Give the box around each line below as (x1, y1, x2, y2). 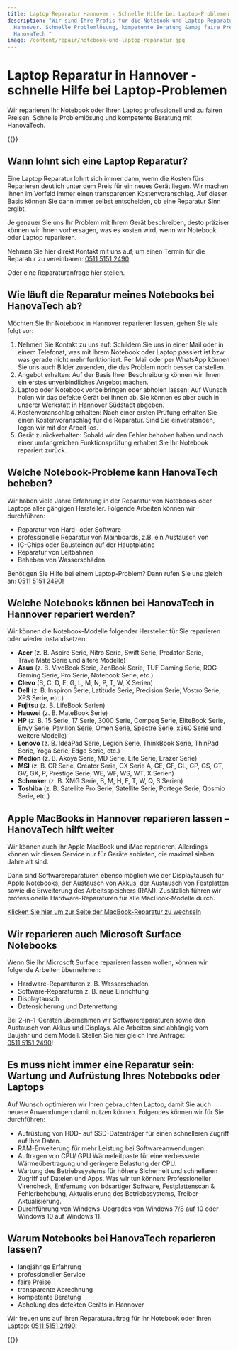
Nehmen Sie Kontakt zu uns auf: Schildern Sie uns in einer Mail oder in (17, 340, 225, 349)
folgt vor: (7, 326, 34, 334)
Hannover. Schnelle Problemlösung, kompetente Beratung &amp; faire (13, 23, 220, 31)
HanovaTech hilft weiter (7, 823, 115, 835)
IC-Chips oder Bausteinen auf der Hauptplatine (17, 540, 155, 549)
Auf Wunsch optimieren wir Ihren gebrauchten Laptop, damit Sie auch (7, 1100, 211, 1109)
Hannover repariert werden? (7, 608, 136, 620)
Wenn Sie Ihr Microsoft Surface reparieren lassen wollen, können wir (7, 958, 208, 967)
